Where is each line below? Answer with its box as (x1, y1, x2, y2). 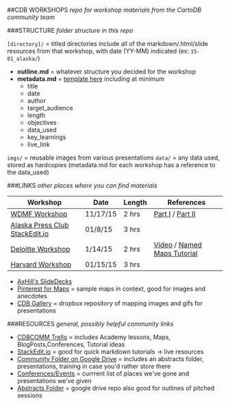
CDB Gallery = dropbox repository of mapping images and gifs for (16, 299, 203, 307)
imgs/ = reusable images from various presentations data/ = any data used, (7, 154, 220, 162)
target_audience (27, 104, 73, 112)
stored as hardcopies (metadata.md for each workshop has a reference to (7, 161, 216, 169)
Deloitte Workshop (10, 245, 71, 254)
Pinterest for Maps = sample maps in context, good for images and (16, 284, 206, 293)
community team (7, 13, 55, 21)
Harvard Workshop (10, 260, 72, 269)
